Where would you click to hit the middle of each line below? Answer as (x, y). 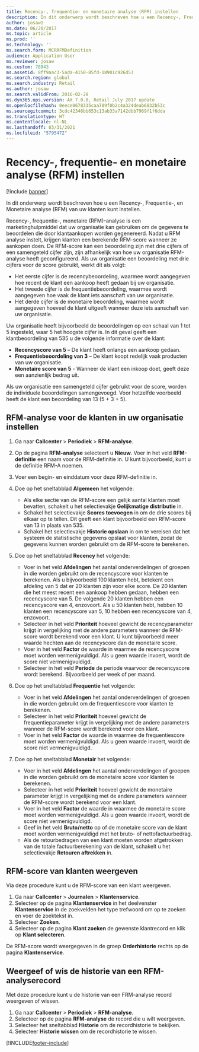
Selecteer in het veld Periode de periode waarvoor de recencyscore (107, 668)
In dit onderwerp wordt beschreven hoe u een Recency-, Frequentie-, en (95, 203)
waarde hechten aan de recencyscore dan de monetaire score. (100, 643)
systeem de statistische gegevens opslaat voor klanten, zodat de (103, 538)
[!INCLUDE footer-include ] (38, 1043)
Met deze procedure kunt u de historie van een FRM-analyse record (89, 995)
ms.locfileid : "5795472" (37, 133)
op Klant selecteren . (40, 935)
